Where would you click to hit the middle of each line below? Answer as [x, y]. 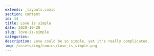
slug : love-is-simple [27, 32]
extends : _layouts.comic [30, 9]
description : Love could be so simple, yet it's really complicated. [77, 41]
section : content [23, 14]
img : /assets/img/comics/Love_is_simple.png [51, 46]
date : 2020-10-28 [23, 28]
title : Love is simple [28, 23]
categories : [17, 37]
